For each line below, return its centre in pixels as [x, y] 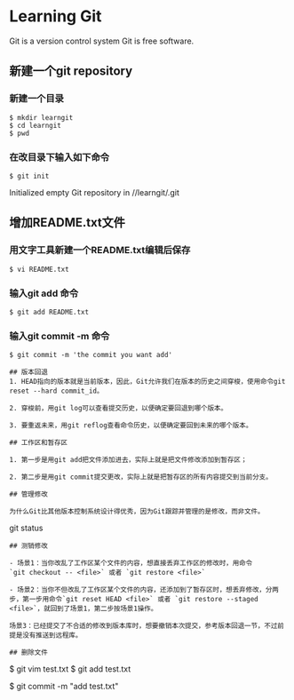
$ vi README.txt [39, 269]
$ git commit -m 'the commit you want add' [91, 355]
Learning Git [56, 16]
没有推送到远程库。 [52, 636]
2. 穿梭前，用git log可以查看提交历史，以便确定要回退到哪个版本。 [119, 409]
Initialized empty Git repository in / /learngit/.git [94, 192]
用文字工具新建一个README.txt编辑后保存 [100, 251]
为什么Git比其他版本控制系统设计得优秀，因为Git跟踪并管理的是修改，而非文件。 [137, 512]
